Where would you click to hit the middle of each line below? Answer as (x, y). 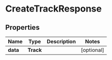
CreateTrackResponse (54, 9)
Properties (23, 27)
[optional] (93, 50)
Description (61, 42)
